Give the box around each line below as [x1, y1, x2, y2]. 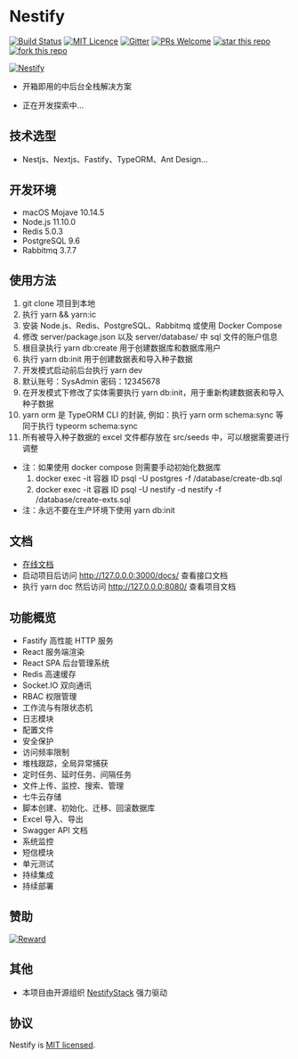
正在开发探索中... [21, 100, 85, 111]
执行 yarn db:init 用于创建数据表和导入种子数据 [21, 354, 193, 365]
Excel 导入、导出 [21, 814, 85, 824]
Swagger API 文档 [21, 825, 88, 835]
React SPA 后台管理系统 [21, 658, 109, 668]
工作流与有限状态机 [21, 702, 93, 713]
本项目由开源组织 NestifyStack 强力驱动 [21, 987, 167, 997]
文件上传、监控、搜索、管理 [21, 781, 125, 790]
